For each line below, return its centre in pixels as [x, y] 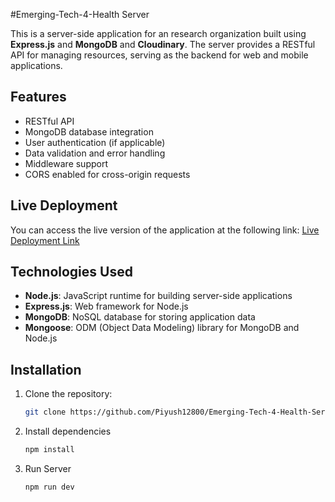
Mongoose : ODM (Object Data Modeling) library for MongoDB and [162, 328]
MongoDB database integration [89, 131]
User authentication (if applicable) [95, 142]
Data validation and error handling [95, 153]
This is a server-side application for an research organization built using [158, 33]
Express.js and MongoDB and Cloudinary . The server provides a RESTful [163, 44]
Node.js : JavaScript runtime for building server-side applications [158, 296]
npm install [49, 450]
